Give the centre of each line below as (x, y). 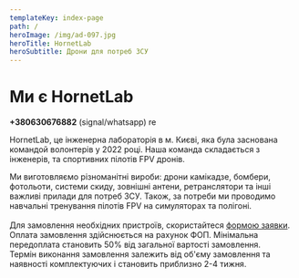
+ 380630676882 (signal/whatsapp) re (83, 122)
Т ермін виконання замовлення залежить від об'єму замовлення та (140, 254)
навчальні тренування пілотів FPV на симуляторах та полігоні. (131, 206)
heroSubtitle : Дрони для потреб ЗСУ (79, 52)
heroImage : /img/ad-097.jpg (63, 35)
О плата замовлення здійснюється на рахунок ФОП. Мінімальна (134, 235)
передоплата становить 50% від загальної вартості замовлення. (135, 245)
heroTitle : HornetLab (51, 43)
